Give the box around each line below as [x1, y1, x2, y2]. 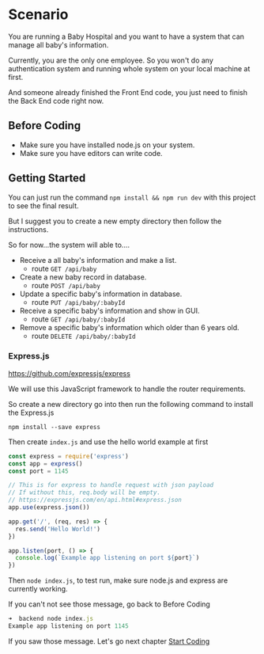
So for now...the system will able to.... [8, 240, 130, 249]
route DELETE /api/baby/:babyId [31, 331, 136, 340]
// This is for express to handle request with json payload [8, 481, 214, 489]
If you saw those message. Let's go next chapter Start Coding [8, 636, 210, 646]
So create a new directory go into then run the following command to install [8, 399, 254, 409]
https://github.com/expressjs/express [8, 368, 130, 378]
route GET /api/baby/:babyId [31, 314, 126, 324]
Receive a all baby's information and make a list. [19, 255, 177, 264]
